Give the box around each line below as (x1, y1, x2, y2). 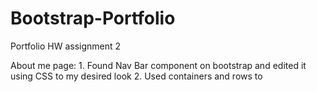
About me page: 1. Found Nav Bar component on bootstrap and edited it (10, 59, 307, 71)
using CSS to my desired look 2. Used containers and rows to (10, 70, 263, 82)
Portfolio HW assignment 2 (10, 40, 122, 52)
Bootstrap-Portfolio (10, 7, 176, 30)
